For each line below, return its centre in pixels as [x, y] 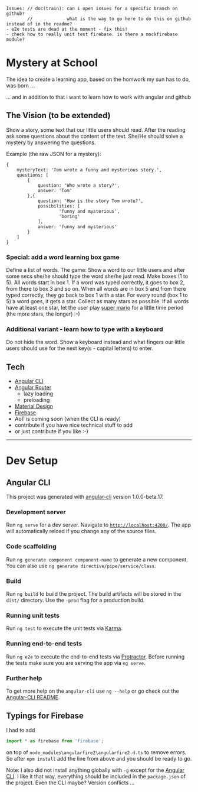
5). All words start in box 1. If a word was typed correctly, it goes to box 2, [95, 283]
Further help [24, 678]
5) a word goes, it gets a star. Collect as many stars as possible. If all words [98, 301]
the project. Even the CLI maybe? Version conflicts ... [70, 783]
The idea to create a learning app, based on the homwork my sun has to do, [98, 79]
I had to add [21, 730]
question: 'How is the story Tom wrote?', [90, 201]
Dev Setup [32, 461]
